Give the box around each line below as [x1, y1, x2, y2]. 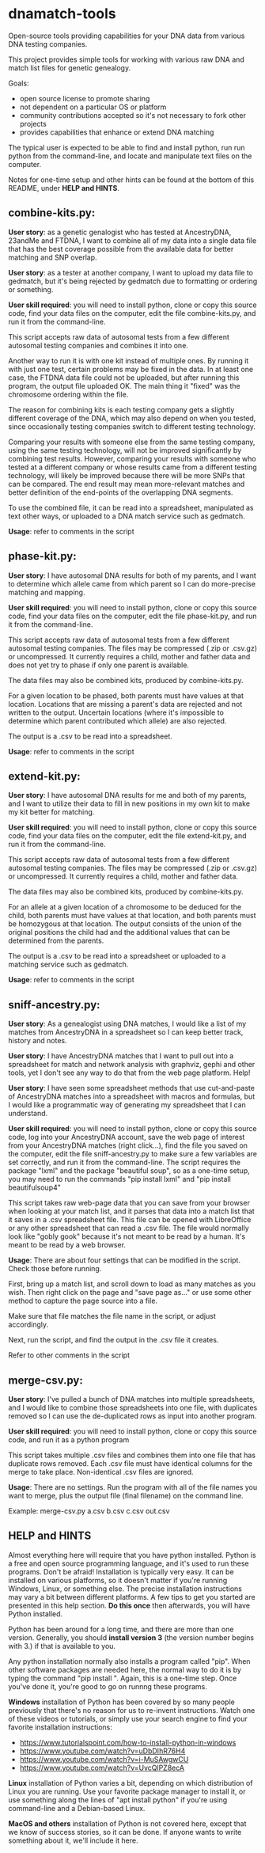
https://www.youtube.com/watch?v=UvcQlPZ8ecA [19, 1763, 184, 1772]
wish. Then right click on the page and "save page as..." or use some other [8, 1288, 252, 1297]
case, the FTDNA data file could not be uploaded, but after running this [8, 373, 240, 382]
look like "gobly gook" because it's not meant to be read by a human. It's [8, 1232, 246, 1241]
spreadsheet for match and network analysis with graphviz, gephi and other [8, 1060, 256, 1069]
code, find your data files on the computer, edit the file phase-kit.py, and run [8, 611, 257, 621]
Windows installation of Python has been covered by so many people [8, 1697, 235, 1707]
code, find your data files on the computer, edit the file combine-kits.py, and [8, 308, 256, 317]
